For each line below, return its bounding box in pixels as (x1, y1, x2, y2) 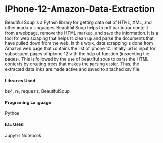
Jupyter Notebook (5, 132, 42, 138)
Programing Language (5, 99, 51, 105)
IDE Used (5, 121, 24, 127)
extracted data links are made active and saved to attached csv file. (5, 66, 141, 72)
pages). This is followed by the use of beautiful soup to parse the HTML (5, 56, 149, 61)
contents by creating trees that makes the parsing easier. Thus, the (5, 61, 140, 67)
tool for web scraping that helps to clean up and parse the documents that (5, 35, 154, 41)
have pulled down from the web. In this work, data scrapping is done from (5, 40, 153, 46)
